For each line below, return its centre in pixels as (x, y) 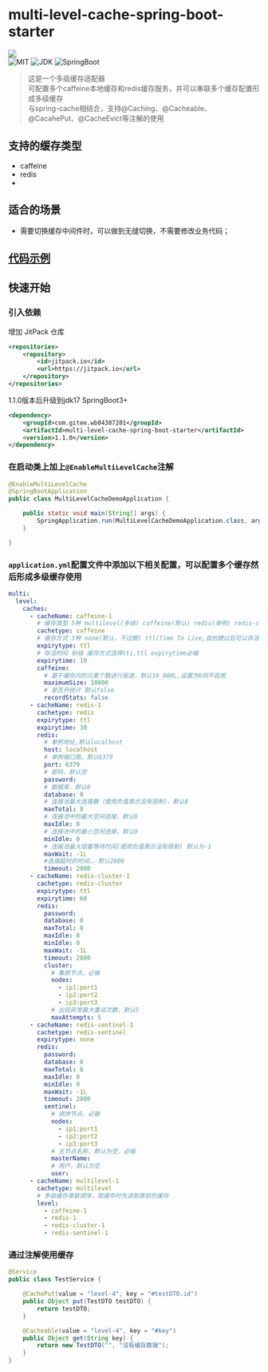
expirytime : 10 (62, 660)
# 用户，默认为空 (75, 1166)
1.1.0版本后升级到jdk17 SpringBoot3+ (68, 400)
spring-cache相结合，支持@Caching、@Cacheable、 (123, 108)
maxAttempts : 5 (76, 1017)
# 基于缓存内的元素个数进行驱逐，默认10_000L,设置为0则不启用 (134, 676)
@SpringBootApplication (48, 492)
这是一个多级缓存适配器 (66, 78)
